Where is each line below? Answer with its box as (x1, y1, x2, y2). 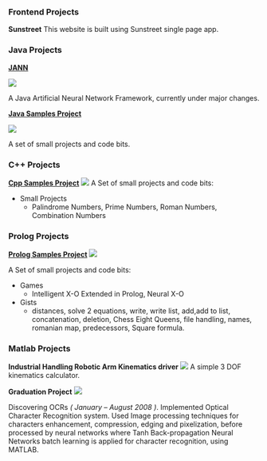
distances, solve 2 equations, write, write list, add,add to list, (31, 306, 231, 316)
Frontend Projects (8, 6, 80, 18)
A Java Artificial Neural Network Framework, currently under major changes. (8, 93, 260, 102)
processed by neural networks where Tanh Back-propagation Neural (8, 428, 234, 438)
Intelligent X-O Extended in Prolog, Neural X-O (31, 289, 185, 299)
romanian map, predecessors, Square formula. (31, 323, 185, 333)
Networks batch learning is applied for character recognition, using (8, 436, 229, 446)
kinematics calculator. (8, 371, 80, 380)
